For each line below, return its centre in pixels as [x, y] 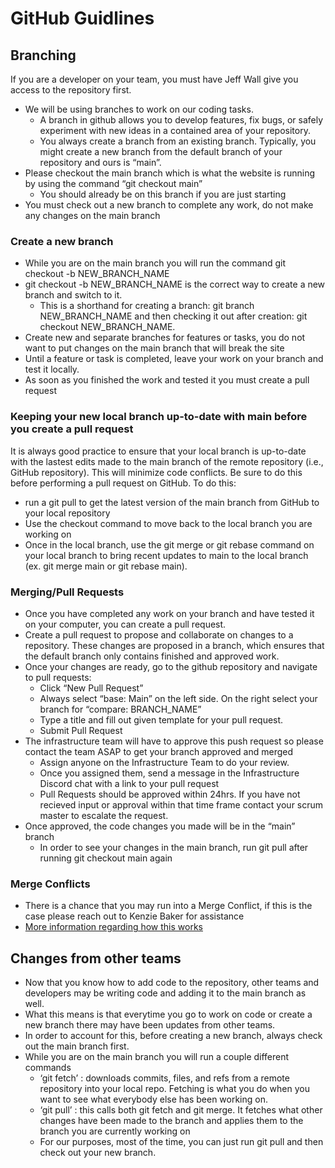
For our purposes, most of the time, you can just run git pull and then [181, 1141]
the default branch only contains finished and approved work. [152, 656]
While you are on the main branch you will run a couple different [157, 1056]
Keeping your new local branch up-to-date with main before [159, 417]
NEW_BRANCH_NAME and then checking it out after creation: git [173, 316]
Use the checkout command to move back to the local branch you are [168, 523]
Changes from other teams [96, 958]
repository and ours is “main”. [100, 162]
